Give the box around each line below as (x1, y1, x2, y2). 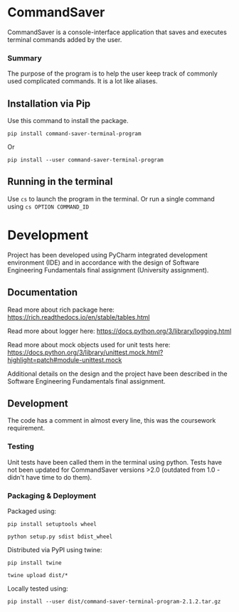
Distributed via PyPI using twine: (7, 546, 102, 554)
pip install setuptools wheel (7, 521, 97, 528)
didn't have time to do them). (7, 473, 92, 481)
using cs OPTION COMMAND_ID (7, 202, 90, 211)
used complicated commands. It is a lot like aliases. (7, 77, 158, 85)
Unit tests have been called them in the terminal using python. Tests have (7, 458, 223, 466)
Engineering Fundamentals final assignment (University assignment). (7, 265, 209, 274)
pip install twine (7, 559, 62, 566)
